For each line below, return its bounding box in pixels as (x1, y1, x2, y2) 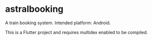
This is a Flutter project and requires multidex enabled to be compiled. (5, 29, 148, 35)
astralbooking (5, 3, 64, 15)
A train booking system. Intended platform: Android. (5, 20, 111, 26)
